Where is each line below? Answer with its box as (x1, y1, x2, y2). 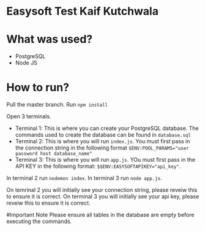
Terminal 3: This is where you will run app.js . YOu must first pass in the (15, 156, 196, 164)
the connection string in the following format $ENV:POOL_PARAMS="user (15, 144, 190, 151)
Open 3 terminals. (6, 113, 51, 120)
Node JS (15, 59, 38, 67)
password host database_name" (15, 151, 93, 157)
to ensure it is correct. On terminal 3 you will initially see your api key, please (6, 193, 199, 200)
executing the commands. (6, 218, 72, 225)
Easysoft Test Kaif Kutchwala (6, 4, 159, 18)
